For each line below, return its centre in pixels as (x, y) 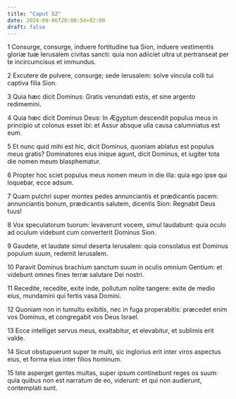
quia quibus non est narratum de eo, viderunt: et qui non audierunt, (105, 381)
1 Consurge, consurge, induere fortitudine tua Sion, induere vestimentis (111, 47)
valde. (16, 338)
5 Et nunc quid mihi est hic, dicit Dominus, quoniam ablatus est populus (111, 147)
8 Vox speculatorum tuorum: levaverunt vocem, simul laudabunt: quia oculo (117, 225)
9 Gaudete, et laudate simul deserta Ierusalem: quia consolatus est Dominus (118, 246)
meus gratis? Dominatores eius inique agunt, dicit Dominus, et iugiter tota (113, 154)
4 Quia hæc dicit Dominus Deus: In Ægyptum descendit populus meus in (113, 118)
